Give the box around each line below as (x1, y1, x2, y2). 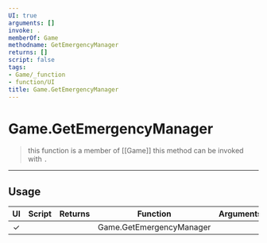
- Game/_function (8, 71, 66, 79)
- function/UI (8, 78, 56, 86)
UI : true (8, 11, 37, 20)
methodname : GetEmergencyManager (8, 41, 119, 49)
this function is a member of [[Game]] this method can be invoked (27, 146, 244, 156)
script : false (8, 56, 56, 64)
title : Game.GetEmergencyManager (8, 85, 119, 94)
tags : (8, 64, 26, 71)
